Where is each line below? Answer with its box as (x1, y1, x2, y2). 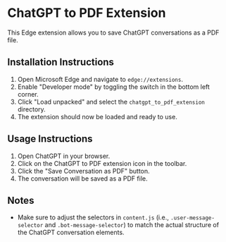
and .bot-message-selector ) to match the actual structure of (44, 221, 220, 229)
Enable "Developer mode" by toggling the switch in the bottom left (17, 83, 210, 91)
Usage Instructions (7, 133, 93, 145)
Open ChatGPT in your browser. (17, 152, 111, 160)
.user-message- (170, 214, 215, 222)
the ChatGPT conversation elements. (17, 228, 125, 237)
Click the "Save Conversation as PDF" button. (17, 167, 150, 175)
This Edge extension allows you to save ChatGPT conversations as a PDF (7, 28, 220, 37)
